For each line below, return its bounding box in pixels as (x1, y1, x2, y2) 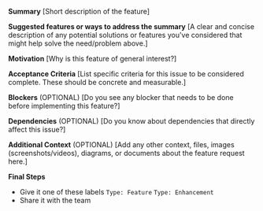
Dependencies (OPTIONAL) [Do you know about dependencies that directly (8, 117, 255, 125)
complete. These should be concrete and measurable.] (8, 78, 187, 87)
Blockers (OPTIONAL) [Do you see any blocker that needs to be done (8, 93, 234, 102)
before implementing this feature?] (8, 102, 120, 110)
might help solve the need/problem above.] (8, 39, 148, 48)
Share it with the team (19, 196, 91, 205)
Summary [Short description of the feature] (8, 7, 150, 16)
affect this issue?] (8, 125, 66, 134)
